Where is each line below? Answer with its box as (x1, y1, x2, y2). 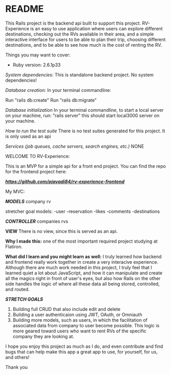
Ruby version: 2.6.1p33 (12, 62, 61, 68)
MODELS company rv (5, 198, 51, 204)
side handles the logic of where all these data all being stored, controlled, (5, 281, 160, 287)
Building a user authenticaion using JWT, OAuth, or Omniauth (12, 311, 142, 318)
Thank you (5, 364, 28, 370)
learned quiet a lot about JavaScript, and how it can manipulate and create (5, 270, 163, 276)
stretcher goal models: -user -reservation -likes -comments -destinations (5, 208, 160, 214)
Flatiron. (5, 243, 23, 249)
